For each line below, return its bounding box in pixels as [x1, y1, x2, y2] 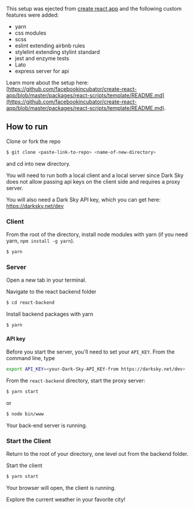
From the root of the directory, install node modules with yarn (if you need [6, 230, 188, 238]
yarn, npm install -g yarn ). [6, 237, 75, 244]
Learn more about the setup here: [6, 79, 89, 86]
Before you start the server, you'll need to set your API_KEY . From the [6, 348, 175, 355]
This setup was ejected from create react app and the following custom [6, 5, 182, 12]
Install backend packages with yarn [6, 310, 94, 318]
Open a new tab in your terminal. [6, 276, 87, 284]
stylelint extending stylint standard [14, 48, 100, 56]
